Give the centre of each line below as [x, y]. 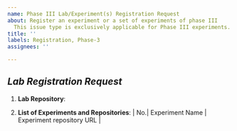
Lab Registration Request [65, 82]
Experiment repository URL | [59, 120]
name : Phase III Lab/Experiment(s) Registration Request [94, 14]
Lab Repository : [42, 98]
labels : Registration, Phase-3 [54, 40]
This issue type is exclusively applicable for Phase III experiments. [122, 27]
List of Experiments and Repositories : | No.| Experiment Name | [112, 112]
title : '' [22, 34]
